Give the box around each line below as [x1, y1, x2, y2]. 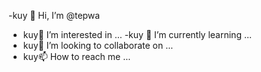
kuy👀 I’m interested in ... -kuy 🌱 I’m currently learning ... [22, 29, 253, 40]
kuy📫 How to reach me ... [22, 51, 131, 62]
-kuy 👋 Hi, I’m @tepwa [8, 10, 101, 21]
